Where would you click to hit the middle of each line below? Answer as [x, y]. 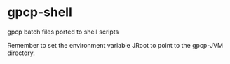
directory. [21, 53]
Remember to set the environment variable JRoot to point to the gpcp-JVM [115, 45]
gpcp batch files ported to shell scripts [63, 32]
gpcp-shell [40, 12]
